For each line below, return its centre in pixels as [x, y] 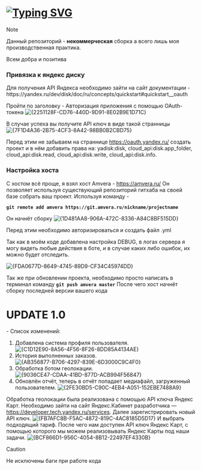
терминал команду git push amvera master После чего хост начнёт [92, 284]
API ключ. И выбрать [95, 418]
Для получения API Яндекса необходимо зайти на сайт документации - [98, 88]
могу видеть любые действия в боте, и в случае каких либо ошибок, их [98, 248]
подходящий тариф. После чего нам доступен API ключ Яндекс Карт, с [97, 425]
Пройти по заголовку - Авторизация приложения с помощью [85, 106]
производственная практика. [43, 47]
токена [15, 112]
